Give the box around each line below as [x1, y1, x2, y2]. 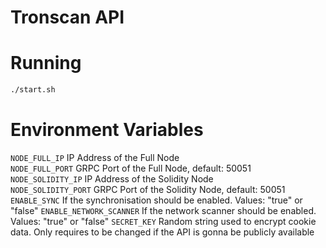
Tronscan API [10, 6, 125, 29]
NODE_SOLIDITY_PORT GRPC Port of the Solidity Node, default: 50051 [10, 183, 286, 195]
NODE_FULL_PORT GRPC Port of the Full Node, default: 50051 [10, 162, 252, 174]
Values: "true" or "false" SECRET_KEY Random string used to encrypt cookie [10, 215, 317, 227]
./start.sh [10, 85, 56, 95]
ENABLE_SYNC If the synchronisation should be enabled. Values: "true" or [10, 194, 303, 206]
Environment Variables [10, 119, 204, 141]
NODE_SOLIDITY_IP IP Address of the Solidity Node [10, 172, 214, 185]
